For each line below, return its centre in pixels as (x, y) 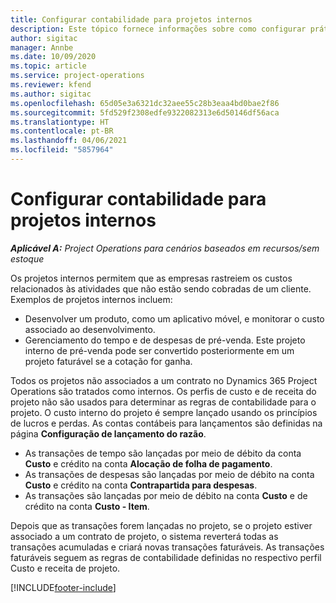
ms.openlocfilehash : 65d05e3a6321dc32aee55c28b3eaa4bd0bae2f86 (145, 103)
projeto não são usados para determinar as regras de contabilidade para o (163, 402)
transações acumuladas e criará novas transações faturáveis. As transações (167, 547)
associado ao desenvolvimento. (90, 329)
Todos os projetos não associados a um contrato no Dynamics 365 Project (164, 380)
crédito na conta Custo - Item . (87, 506)
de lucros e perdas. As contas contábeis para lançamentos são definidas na (166, 423)
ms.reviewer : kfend (51, 85)
